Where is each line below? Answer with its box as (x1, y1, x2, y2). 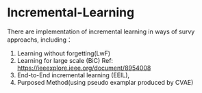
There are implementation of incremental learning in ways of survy (7, 27, 195, 36)
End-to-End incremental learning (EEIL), (16, 70, 130, 79)
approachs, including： (7, 36, 73, 44)
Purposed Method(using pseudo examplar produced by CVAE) (16, 78, 194, 86)
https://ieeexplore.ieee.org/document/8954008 (16, 64, 151, 72)
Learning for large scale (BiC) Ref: (16, 56, 114, 64)
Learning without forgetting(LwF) (16, 49, 111, 57)
